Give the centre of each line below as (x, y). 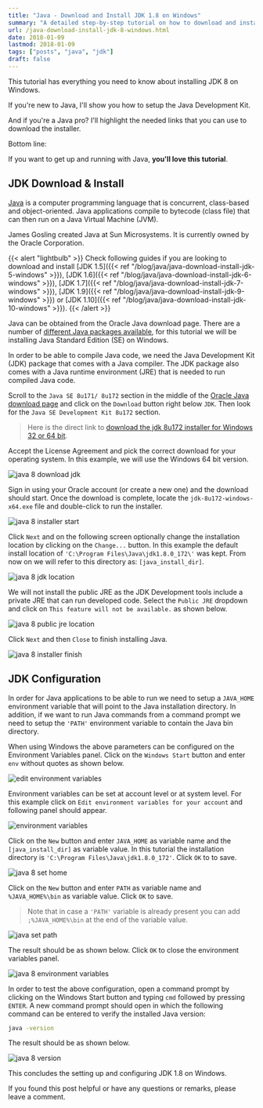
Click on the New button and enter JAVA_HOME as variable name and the (120, 840)
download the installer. (45, 128)
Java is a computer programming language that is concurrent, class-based (129, 202)
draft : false (29, 60)
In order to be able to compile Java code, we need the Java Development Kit (131, 355)
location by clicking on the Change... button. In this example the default (123, 545)
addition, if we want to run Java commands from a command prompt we (124, 714)
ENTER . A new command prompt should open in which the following (116, 1005)
